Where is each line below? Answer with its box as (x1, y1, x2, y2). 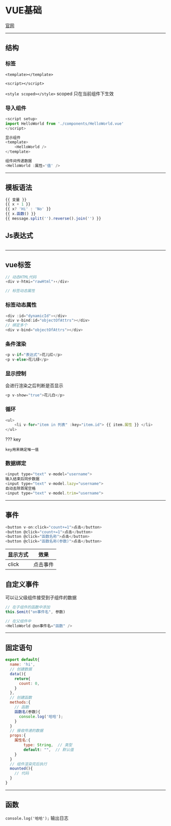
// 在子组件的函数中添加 (5, 604, 50, 610)
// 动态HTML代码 (5, 274, 37, 280)
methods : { (10, 700, 31, 705)
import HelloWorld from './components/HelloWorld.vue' (5, 121, 124, 126)
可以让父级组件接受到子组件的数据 (5, 594, 77, 600)
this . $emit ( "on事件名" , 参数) (5, 609, 66, 614)
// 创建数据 (10, 667, 32, 672)
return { (14, 676, 31, 681)
